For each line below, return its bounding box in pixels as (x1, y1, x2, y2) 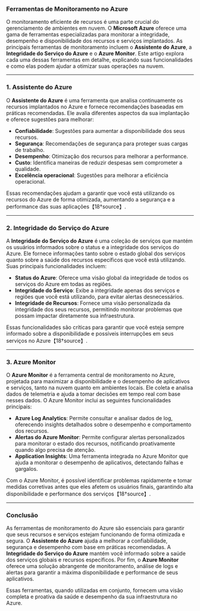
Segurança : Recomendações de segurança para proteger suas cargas (14, 139, 189, 147)
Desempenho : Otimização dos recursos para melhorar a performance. (14, 153, 189, 160)
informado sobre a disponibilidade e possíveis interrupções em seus (6, 330, 174, 337)
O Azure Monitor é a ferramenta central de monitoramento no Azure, (6, 371, 176, 379)
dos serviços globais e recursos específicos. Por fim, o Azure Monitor (6, 556, 179, 563)
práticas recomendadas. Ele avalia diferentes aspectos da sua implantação (6, 109, 190, 116)
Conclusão (6, 511, 39, 520)
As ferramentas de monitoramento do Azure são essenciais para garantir (6, 525, 185, 532)
